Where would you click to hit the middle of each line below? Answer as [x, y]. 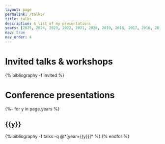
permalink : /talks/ [25, 14]
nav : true [15, 33]
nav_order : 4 [18, 37]
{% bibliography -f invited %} [35, 75]
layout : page [18, 10]
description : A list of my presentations [48, 23]
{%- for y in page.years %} [32, 108]
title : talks [18, 19]
